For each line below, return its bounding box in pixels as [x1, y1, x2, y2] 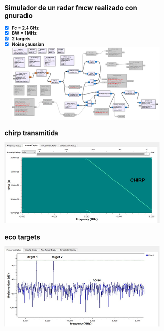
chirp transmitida [4, 129, 58, 137]
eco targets [4, 233, 40, 241]
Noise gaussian [11, 41, 45, 47]
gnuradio [4, 12, 33, 20]
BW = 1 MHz [11, 30, 37, 36]
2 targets [11, 35, 31, 41]
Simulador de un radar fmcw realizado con [4, 4, 137, 12]
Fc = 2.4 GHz [11, 25, 39, 30]
